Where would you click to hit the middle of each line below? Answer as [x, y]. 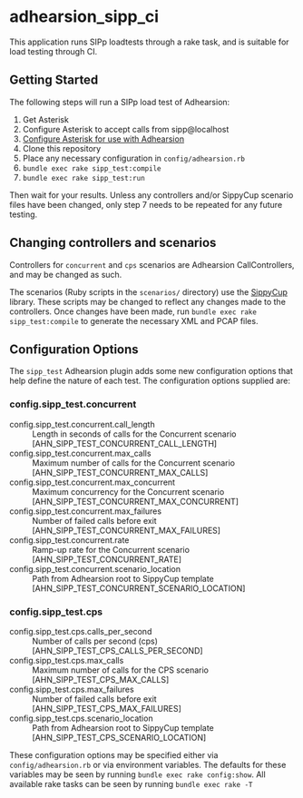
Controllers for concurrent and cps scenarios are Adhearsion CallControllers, [152, 264]
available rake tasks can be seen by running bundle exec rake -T [131, 783]
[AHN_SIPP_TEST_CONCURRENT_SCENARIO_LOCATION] [139, 588]
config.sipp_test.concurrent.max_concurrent [92, 482]
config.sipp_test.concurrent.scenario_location [95, 568]
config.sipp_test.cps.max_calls [67, 660]
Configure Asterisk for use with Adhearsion [103, 139]
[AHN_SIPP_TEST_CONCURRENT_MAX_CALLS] [120, 472]
